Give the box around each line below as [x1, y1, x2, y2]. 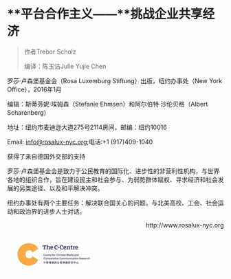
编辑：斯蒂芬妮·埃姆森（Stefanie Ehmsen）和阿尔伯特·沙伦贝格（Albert [7, 100, 208, 108]
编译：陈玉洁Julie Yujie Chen [23, 62, 107, 70]
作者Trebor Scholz [23, 47, 77, 56]
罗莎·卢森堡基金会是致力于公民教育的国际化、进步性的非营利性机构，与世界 [7, 166, 220, 175]
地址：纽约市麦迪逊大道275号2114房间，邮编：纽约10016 [7, 123, 167, 131]
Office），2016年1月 [7, 85, 62, 93]
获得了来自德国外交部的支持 [7, 152, 86, 160]
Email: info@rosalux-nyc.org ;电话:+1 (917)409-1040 [7, 137, 153, 146]
